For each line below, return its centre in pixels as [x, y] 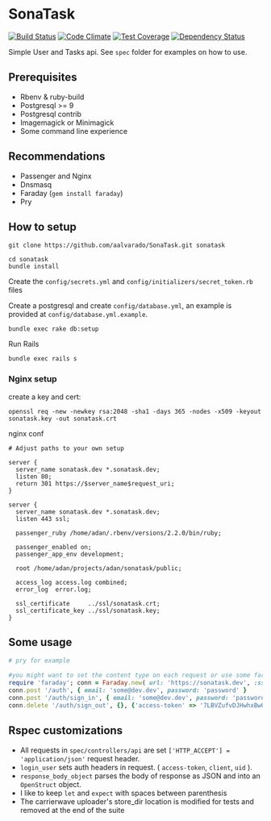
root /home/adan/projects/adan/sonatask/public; [99, 568]
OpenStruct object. [51, 784]
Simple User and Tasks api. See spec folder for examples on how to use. [128, 52]
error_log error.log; [54, 590]
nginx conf [26, 433]
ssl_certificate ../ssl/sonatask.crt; [88, 603]
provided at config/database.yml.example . [78, 315]
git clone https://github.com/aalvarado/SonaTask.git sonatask [117, 246]
